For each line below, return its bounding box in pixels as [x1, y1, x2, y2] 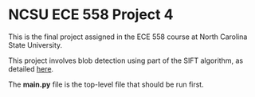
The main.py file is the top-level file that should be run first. [8, 80, 205, 89]
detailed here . [8, 64, 54, 73]
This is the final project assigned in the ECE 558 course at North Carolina [8, 32, 248, 41]
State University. [8, 40, 63, 49]
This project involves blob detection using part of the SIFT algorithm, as [8, 56, 244, 65]
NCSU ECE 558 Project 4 [8, 6, 174, 24]
